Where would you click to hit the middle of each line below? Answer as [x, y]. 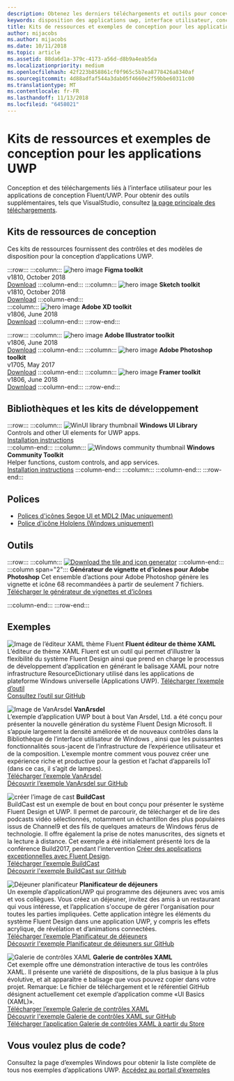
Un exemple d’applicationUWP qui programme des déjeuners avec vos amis [116, 891]
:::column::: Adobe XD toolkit [70, 307]
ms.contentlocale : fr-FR [43, 91]
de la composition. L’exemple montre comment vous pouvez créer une [108, 753]
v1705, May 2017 [31, 365]
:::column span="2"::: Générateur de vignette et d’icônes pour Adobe [108, 569]
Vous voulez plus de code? [67, 1046]
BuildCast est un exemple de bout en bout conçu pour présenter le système [116, 804]
